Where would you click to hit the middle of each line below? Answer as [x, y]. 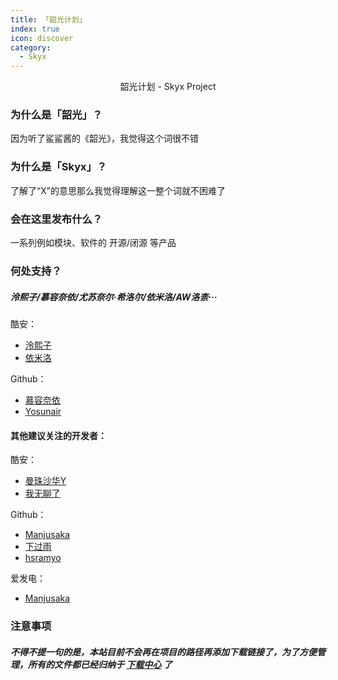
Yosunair [43, 411]
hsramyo [43, 558]
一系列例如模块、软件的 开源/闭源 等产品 [93, 243]
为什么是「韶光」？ [56, 115]
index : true [35, 29]
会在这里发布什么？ [56, 219]
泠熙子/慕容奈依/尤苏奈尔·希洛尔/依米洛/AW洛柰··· [114, 297]
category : [31, 47]
